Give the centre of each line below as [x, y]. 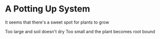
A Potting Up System [48, 9]
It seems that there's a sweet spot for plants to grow [57, 22]
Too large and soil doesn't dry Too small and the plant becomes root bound [80, 31]
